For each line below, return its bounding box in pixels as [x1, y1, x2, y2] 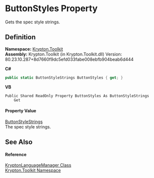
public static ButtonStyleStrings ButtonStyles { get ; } [5, 75, 123, 80]
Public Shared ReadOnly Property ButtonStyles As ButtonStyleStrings [5, 93, 150, 98]
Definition [5, 33, 36, 41]
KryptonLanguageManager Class [5, 162, 72, 168]
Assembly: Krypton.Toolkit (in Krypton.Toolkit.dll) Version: [5, 51, 122, 57]
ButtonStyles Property [5, 3, 98, 14]
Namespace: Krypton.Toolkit [5, 46, 63, 52]
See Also [5, 138, 33, 146]
